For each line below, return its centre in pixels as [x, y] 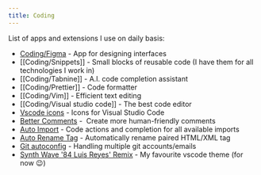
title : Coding [32, 15]
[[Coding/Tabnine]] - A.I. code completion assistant [104, 78]
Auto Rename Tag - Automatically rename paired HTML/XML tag [125, 137]
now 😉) [33, 162]
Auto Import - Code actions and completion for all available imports [129, 129]
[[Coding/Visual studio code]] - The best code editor [106, 104]
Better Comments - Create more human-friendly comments [117, 120]
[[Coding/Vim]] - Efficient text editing [80, 95]
